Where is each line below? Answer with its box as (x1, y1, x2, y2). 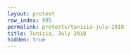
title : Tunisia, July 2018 (7, 29, 87, 37)
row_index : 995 (7, 17, 52, 24)
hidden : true (7, 36, 46, 43)
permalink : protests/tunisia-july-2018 (7, 23, 125, 30)
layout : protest (7, 10, 55, 18)
